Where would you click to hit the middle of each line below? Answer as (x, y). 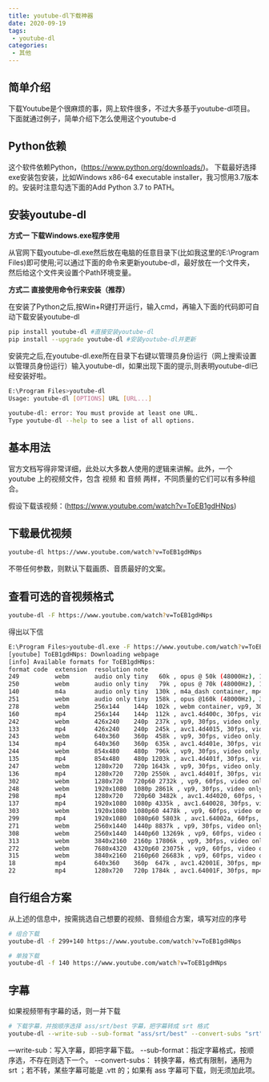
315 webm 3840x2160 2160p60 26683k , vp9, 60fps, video (132, 856)
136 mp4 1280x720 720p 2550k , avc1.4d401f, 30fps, (128, 774)
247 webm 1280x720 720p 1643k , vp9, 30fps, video (125, 766)
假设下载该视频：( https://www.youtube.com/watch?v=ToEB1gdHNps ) (122, 506)
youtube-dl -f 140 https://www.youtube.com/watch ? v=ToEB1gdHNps (118, 963)
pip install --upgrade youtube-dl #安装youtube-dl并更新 (102, 340)
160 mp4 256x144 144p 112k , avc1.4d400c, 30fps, (128, 714)
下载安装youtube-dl (47, 317)
